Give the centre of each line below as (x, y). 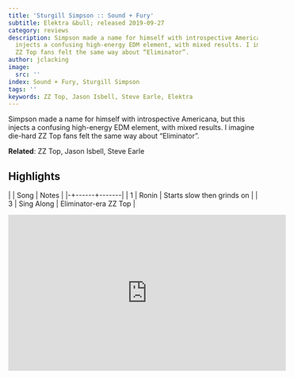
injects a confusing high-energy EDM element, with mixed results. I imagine (132, 128)
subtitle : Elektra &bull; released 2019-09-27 (86, 23)
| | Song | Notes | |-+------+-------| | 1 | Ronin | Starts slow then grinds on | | (133, 196)
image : (19, 67)
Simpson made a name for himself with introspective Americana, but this (127, 119)
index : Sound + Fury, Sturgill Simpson (74, 82)
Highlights (34, 176)
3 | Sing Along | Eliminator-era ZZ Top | (72, 204)
